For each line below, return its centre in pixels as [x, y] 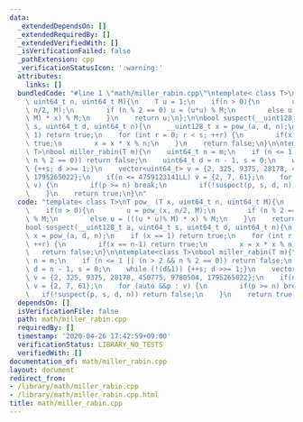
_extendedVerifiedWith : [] [68, 43]
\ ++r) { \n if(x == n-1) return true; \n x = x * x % [155, 244]
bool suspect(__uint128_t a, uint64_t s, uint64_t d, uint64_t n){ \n [159, 227]
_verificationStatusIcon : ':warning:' [91, 69]
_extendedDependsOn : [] [62, 26]
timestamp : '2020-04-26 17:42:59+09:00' [94, 336]
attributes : [40, 77]
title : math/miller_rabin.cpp [66, 404]
